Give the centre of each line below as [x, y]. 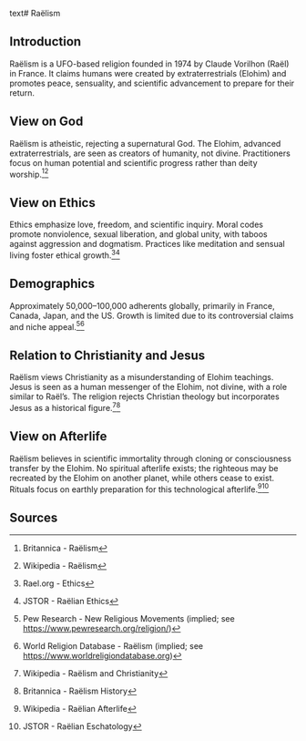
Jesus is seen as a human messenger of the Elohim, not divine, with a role [148, 387]
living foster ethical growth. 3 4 [65, 254]
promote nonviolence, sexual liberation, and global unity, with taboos [138, 234]
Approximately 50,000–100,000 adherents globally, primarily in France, [142, 305]
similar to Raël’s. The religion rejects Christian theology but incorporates [144, 396]
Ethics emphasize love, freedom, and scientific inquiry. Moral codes [137, 225]
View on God [46, 122]
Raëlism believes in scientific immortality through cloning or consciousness [150, 458]
